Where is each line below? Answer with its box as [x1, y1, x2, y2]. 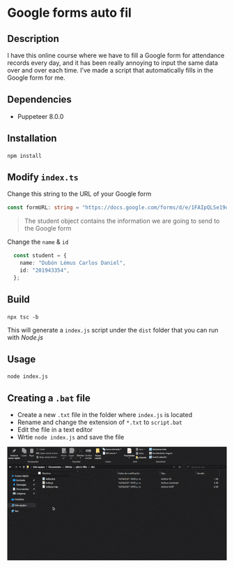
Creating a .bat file [7, 392, 91, 404]
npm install [7, 152, 42, 159]
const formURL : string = [7, 204, 79, 211]
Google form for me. [7, 73, 65, 82]
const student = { [13, 252, 68, 259]
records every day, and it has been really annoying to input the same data [7, 59, 218, 67]
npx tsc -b [7, 313, 39, 321]
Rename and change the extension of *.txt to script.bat [17, 418, 182, 427]
